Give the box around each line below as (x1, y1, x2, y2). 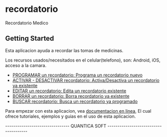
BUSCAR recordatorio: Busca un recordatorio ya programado (12, 98, 138, 104)
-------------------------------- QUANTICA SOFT (5, 123, 107, 129)
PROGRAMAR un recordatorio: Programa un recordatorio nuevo (12, 72, 143, 78)
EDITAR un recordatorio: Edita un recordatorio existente (12, 88, 127, 94)
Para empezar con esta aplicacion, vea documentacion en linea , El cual (5, 108, 152, 114)
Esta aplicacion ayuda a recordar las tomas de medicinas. (5, 47, 124, 53)
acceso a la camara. (5, 62, 47, 68)
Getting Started (5, 34, 54, 43)
